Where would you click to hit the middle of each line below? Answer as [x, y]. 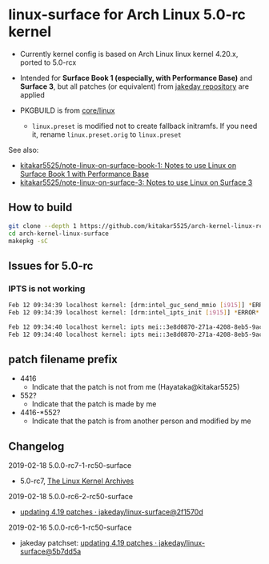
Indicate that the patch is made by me [94, 404]
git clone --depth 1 [43, 226]
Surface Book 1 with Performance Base [84, 174]
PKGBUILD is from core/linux [67, 110]
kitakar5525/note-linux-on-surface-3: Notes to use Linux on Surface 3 [136, 182]
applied [32, 94]
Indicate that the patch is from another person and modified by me [141, 421]
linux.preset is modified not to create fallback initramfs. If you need [145, 126]
